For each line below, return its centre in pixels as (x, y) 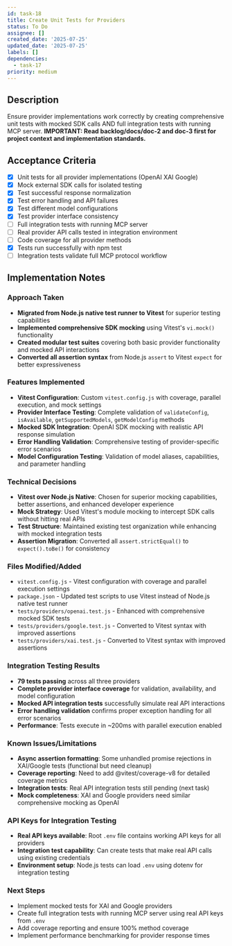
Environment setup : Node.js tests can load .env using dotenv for (110, 865)
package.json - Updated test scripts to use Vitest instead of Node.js (113, 596)
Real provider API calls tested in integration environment (97, 232)
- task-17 (27, 65)
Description (33, 100)
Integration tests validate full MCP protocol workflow (92, 255)
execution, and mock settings (59, 405)
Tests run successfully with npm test (70, 248)
